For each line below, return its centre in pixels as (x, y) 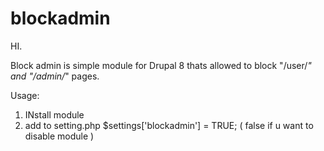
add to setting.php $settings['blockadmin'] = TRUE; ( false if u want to (169, 125)
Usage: (25, 95)
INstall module (54, 114)
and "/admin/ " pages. (55, 76)
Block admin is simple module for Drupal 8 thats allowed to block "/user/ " (161, 65)
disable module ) (59, 136)
